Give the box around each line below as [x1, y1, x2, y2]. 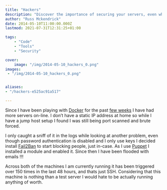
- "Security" [14, 48, 41, 54]
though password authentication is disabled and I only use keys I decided [5, 137, 156, 144]
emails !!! [5, 153, 24, 159]
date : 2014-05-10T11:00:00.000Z [5, 21, 72, 26]
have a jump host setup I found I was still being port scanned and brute [5, 118, 151, 124]
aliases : [5, 85, 23, 90]
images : [5, 66, 21, 72]
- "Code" [14, 39, 32, 45]
